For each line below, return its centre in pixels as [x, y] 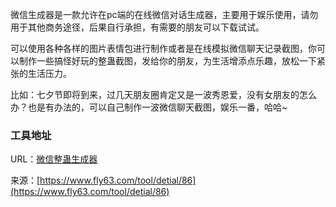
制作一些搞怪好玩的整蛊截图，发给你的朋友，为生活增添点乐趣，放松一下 [167, 61]
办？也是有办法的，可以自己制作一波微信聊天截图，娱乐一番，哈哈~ [149, 107]
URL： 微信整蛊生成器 [54, 159]
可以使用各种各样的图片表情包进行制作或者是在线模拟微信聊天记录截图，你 [163, 48]
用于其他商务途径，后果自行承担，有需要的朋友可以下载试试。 [137, 27]
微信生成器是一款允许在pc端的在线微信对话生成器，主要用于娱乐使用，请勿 [164, 14]
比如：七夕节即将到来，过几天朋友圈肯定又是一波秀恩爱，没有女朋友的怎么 [163, 94]
